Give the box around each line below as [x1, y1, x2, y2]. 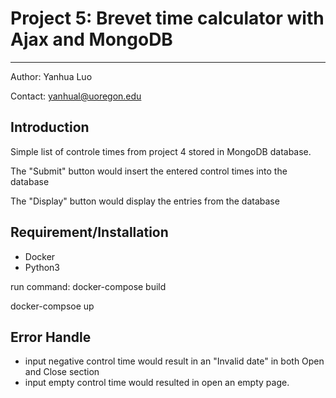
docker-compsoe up [10, 300, 95, 312]
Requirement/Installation [10, 224, 169, 241]
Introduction [10, 119, 90, 136]
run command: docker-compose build [10, 280, 167, 292]
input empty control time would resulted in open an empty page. [24, 377, 290, 389]
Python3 [24, 261, 60, 273]
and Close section [24, 366, 100, 378]
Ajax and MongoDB [10, 28, 173, 51]
